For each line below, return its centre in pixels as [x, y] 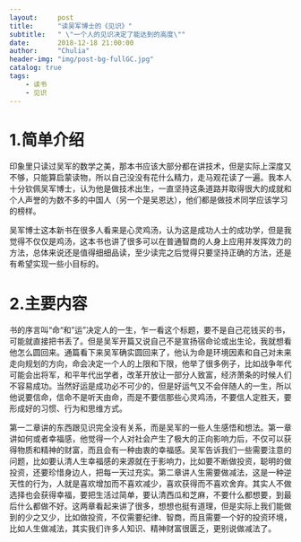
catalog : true [36, 68]
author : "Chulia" [50, 51]
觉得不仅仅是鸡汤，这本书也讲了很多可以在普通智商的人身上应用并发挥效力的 [150, 241]
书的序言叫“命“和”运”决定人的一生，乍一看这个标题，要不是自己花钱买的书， [150, 330]
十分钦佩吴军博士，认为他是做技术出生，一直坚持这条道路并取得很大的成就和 [150, 188]
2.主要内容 [48, 304]
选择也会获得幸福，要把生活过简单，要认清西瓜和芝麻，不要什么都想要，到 [146, 495]
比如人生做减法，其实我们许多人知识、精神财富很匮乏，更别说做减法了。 [142, 529]
